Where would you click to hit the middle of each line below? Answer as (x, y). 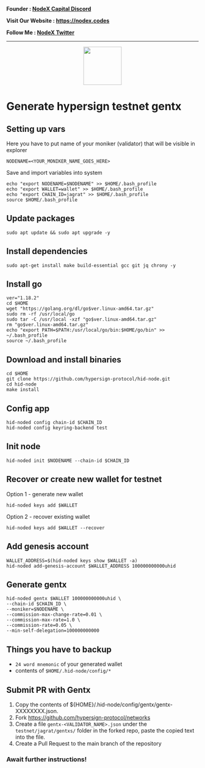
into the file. (30, 737)
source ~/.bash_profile (37, 341)
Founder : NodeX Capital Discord (49, 9)
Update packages (41, 218)
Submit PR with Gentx (49, 690)
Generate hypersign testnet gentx (94, 107)
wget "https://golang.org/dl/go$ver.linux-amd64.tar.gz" (80, 309)
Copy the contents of (42, 704)
